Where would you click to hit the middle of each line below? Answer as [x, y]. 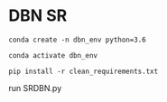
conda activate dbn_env [53, 55]
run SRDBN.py [35, 88]
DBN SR [38, 16]
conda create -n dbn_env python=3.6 [77, 40]
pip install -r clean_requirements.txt [83, 71]
